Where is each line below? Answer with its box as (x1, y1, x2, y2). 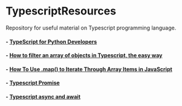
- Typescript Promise (5, 79, 60, 87)
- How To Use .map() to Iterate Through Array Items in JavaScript (5, 65, 173, 73)
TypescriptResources (5, 4, 116, 18)
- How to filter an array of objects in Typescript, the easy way (5, 52, 163, 59)
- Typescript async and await (5, 93, 81, 100)
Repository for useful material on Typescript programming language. (5, 24, 177, 31)
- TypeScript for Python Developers (5, 38, 97, 45)
